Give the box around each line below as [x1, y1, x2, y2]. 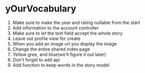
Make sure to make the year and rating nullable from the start [12, 19, 140, 25]
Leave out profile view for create [12, 35, 81, 41]
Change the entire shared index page [12, 46, 90, 52]
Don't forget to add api [12, 56, 60, 62]
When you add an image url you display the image [12, 40, 117, 46]
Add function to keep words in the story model [12, 62, 110, 68]
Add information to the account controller [12, 24, 99, 30]
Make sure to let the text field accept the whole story [12, 30, 123, 36]
